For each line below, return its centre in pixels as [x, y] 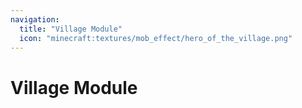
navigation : [35, 19]
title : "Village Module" [71, 29]
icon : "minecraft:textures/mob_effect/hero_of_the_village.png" [156, 38]
